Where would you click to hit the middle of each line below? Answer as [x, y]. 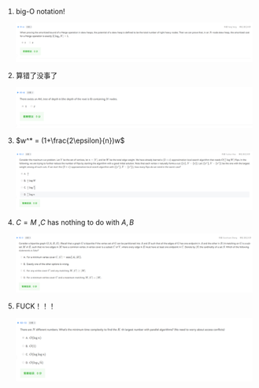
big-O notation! [40, 11]
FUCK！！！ [36, 306]
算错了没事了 [36, 76]
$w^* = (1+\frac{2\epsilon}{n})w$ [70, 140]
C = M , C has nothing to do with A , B [75, 222]
